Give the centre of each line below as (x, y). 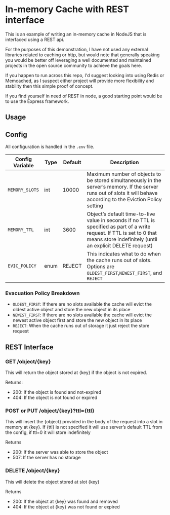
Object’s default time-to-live (121, 214)
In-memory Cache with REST (67, 9)
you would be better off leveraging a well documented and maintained (78, 60)
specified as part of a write (119, 227)
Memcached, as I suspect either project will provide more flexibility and (80, 81)
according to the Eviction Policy (124, 200)
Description (124, 162)
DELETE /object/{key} (33, 471)
